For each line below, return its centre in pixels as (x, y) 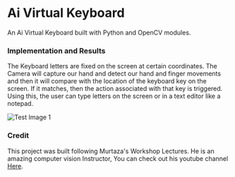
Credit (18, 135)
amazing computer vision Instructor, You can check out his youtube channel (118, 158)
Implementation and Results (56, 51)
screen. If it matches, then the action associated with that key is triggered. (115, 89)
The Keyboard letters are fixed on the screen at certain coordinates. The (112, 66)
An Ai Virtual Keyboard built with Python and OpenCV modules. (99, 32)
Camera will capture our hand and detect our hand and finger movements (114, 74)
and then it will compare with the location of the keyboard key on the (107, 81)
